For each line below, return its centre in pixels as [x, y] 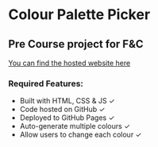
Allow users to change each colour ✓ [81, 135]
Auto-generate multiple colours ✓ [75, 126]
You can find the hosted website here [69, 63]
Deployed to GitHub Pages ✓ [67, 118]
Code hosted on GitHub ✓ [62, 110]
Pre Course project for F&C [76, 44]
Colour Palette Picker [79, 15]
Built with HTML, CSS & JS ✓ [67, 101]
